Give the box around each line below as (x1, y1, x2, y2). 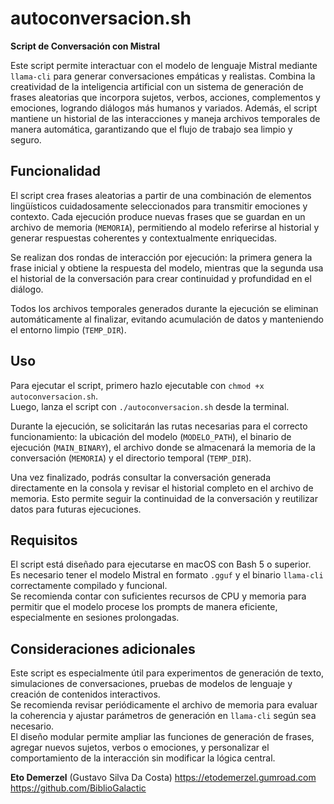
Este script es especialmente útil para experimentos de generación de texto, (10, 667, 325, 679)
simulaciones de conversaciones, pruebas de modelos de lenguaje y (10, 678, 293, 690)
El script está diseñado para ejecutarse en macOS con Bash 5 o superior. (10, 558, 312, 571)
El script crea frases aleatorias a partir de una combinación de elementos (10, 189, 312, 201)
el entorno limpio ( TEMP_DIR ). (10, 323, 127, 336)
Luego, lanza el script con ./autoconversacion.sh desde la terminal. (10, 400, 290, 412)
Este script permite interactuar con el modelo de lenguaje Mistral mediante (10, 59, 318, 71)
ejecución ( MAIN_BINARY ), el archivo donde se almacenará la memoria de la (10, 441, 316, 453)
